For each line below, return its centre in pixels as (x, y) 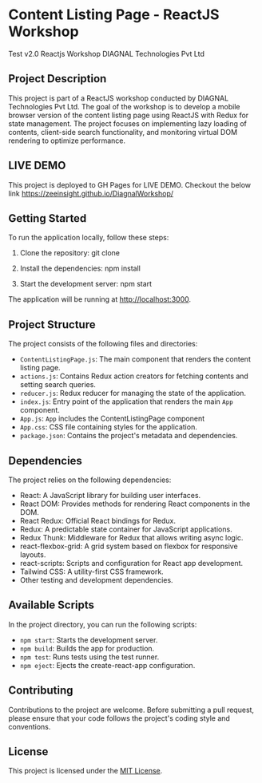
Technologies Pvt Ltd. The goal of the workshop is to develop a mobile (124, 106)
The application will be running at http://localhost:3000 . (100, 299)
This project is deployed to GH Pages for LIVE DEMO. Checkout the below (130, 184)
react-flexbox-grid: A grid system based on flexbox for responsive (129, 546)
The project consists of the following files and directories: (103, 344)
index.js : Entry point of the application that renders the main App (126, 401)
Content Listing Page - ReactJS (114, 15)
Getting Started (48, 218)
